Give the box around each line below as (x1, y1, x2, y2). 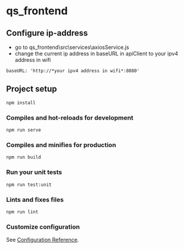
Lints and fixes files (6, 195, 64, 204)
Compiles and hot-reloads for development (6, 113, 134, 122)
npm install (6, 99, 36, 105)
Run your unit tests (6, 168, 63, 176)
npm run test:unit (6, 182, 52, 188)
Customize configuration (6, 222, 80, 231)
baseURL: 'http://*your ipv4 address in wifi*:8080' (6, 68, 140, 74)
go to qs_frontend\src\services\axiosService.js (14, 43, 129, 51)
